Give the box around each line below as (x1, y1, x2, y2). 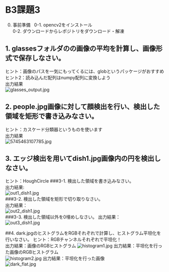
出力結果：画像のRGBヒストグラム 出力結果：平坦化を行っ (5, 243, 162, 249)
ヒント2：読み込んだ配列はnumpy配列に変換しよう (5, 74, 111, 80)
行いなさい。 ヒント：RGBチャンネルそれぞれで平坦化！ (5, 237, 122, 243)
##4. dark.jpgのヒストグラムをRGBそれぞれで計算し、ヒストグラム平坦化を (5, 230, 161, 236)
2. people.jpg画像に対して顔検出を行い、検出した (5, 103, 160, 111)
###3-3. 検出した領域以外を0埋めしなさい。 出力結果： (5, 214, 121, 220)
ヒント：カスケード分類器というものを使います (5, 126, 102, 132)
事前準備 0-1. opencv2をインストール (12, 22, 92, 28)
